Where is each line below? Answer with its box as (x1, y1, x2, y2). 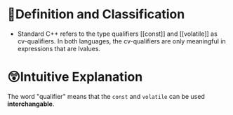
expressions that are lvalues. (17, 44, 100, 53)
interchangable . (7, 100, 55, 108)
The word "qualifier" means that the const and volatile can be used (7, 92, 205, 100)
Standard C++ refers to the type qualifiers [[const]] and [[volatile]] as (17, 29, 218, 38)
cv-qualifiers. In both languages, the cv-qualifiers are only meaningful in (17, 36, 226, 45)
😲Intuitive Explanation (7, 69, 143, 85)
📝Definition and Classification (7, 6, 185, 22)
